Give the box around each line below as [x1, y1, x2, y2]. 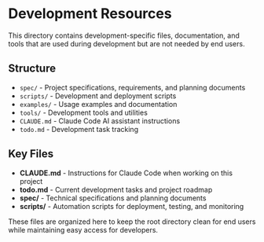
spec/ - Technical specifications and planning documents [19, 193, 207, 203]
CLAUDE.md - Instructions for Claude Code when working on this [19, 168, 233, 178]
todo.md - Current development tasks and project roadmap [19, 185, 213, 194]
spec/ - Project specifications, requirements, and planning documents [19, 82, 246, 92]
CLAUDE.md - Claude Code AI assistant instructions [19, 115, 181, 126]
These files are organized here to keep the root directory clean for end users [8, 217, 256, 226]
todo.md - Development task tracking [19, 124, 139, 134]
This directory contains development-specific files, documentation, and [8, 31, 240, 40]
